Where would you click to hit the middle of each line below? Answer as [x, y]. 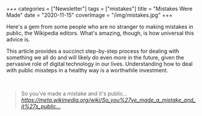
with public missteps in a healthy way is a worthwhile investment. [87, 70]
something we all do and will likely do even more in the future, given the [95, 57]
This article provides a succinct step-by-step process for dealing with [93, 51]
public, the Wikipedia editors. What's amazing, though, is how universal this [100, 33]
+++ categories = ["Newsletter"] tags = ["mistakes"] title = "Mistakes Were [99, 9]
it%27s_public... [41, 106]
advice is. [18, 39]
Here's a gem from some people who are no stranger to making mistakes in [100, 27]
